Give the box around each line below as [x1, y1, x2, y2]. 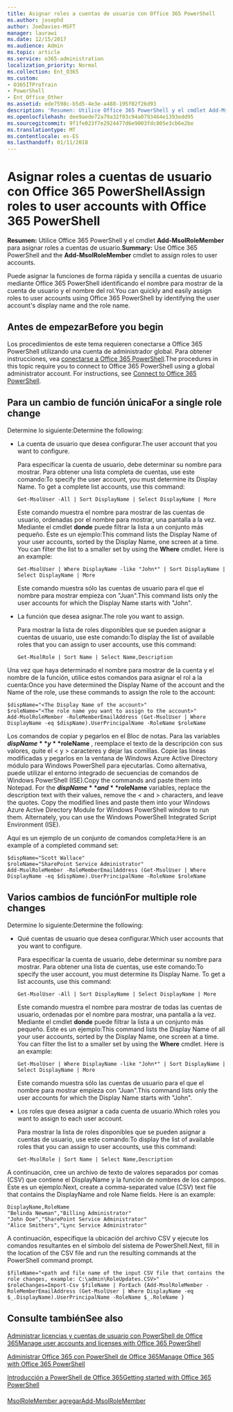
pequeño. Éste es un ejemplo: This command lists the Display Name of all [17, 1025, 225, 1033]
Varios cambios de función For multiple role [7, 892, 198, 903]
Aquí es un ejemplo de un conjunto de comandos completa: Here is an [7, 833, 207, 842]
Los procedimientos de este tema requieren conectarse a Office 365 [7, 339, 203, 348]
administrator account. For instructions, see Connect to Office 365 [7, 369, 197, 377]
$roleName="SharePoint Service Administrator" [7, 860, 144, 867]
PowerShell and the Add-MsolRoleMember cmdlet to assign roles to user [7, 251, 218, 260]
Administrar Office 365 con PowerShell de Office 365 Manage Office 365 [7, 1352, 215, 1361]
